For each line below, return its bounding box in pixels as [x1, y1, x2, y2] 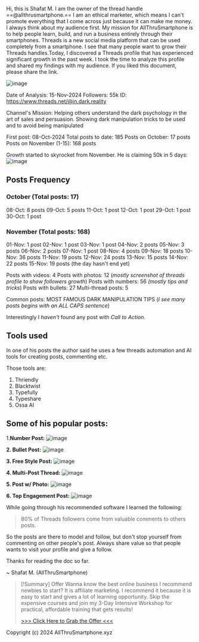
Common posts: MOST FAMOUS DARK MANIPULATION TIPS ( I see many [6, 295, 186, 303]
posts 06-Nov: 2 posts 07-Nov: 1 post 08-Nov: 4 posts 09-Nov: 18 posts [6, 247, 184, 254]
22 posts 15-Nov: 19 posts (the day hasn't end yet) [6, 260, 130, 267]
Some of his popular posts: [6, 419, 108, 429]
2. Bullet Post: [6, 446, 42, 453]
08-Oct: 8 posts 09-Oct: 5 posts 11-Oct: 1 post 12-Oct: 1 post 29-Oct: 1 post [6, 206, 191, 213]
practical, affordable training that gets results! [20, 606, 133, 613]
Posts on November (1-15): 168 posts [6, 140, 97, 147]
